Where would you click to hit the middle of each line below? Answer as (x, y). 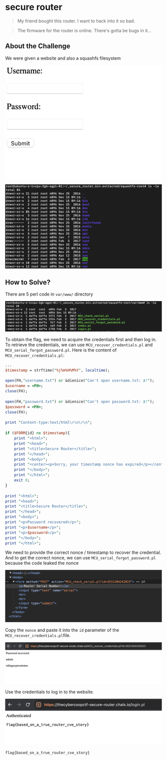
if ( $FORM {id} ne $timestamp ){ (38, 433)
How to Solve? (28, 282)
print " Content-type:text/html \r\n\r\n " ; (49, 423)
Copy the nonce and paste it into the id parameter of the (62, 630)
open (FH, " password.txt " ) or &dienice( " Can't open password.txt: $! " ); (80, 401)
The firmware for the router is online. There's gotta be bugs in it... (84, 30)
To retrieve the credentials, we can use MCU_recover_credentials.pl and (79, 345)
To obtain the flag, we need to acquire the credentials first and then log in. (81, 339)
